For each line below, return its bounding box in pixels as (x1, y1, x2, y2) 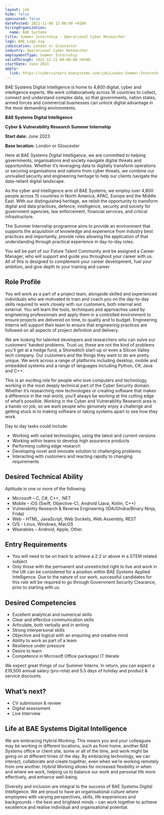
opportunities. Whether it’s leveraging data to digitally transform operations (5, 162, 156, 169)
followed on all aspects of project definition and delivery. (5, 327, 119, 333)
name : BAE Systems (9, 30, 47, 35)
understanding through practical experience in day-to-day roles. (5, 238, 134, 244)
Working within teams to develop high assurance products (12, 438, 129, 444)
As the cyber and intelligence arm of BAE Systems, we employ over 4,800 (5, 188, 154, 193)
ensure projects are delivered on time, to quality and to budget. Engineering (5, 317, 157, 322)
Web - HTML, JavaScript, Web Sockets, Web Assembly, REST (12, 516, 137, 522)
